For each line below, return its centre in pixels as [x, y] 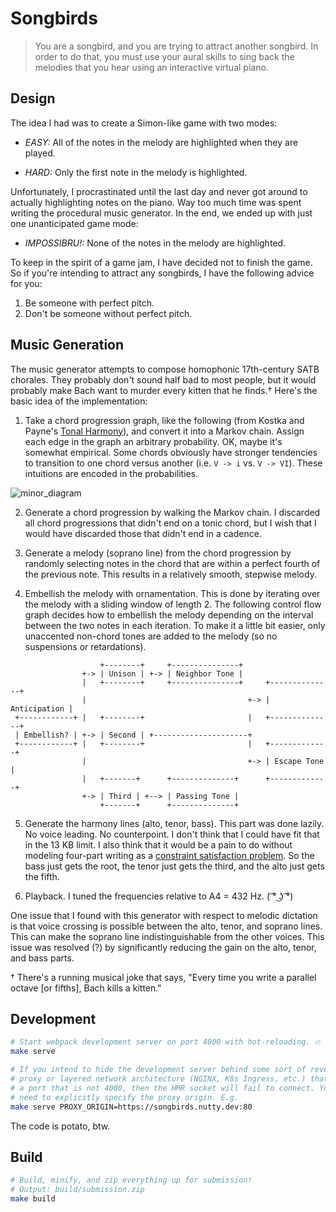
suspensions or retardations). [85, 646]
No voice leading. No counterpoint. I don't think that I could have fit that [172, 834]
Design [33, 98]
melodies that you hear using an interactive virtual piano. [151, 67]
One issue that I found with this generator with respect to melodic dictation [164, 915]
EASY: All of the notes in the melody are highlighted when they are [161, 142]
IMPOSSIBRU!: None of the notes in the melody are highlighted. [155, 243]
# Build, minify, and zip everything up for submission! [131, 1180]
